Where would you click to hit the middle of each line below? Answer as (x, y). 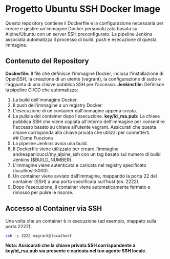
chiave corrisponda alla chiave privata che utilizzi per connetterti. (82, 132)
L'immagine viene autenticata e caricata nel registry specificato (80, 165)
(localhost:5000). (31, 170)
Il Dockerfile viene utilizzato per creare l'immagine (66, 149)
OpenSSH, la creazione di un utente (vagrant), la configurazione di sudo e (83, 79)
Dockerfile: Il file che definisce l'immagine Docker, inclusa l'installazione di (84, 73)
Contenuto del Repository (47, 61)
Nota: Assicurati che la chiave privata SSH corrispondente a (70, 245)
